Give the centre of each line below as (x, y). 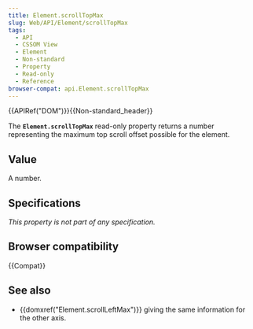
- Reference (35, 81)
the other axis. (43, 318)
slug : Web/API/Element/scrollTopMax (68, 23)
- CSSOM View (37, 45)
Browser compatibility (64, 247)
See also (29, 291)
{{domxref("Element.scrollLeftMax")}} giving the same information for (132, 309)
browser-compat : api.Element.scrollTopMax (79, 89)
